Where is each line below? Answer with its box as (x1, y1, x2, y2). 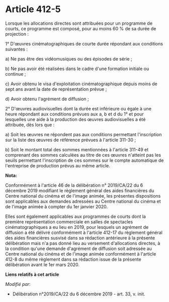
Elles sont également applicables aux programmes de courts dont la (5, 213, 146, 219)
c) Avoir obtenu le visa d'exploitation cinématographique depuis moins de (5, 81, 157, 87)
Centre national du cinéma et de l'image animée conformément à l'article (5, 251, 156, 257)
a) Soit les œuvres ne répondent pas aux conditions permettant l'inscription (5, 131, 162, 137)
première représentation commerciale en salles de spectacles (5, 218, 133, 225)
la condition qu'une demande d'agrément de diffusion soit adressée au (5, 246, 152, 252)
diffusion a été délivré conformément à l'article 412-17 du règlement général (5, 229, 162, 235)
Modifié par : (5, 281, 31, 287)
